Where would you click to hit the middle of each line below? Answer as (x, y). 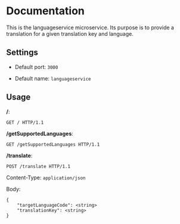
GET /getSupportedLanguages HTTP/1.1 (53, 144)
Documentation (46, 11)
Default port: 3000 (36, 67)
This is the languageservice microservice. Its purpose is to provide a (90, 27)
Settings (22, 53)
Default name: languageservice (53, 78)
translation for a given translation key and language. (70, 33)
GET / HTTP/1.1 (25, 122)
